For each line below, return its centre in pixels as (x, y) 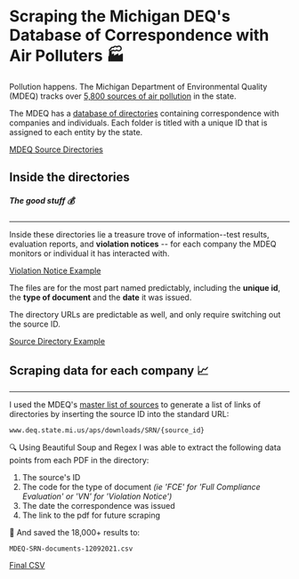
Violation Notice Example (55, 271)
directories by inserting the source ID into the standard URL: (119, 414)
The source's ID (51, 478)
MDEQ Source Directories (57, 149)
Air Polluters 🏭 (67, 56)
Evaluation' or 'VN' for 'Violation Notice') (97, 496)
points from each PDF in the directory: (79, 461)
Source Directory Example (57, 342)
